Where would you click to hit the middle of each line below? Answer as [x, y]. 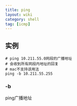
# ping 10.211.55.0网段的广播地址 [39, 59]
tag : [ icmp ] [18, 24]
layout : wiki [19, 15]
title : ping [18, 10]
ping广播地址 [19, 98]
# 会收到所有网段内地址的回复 [32, 64]
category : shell [22, 19]
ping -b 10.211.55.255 [29, 74]
